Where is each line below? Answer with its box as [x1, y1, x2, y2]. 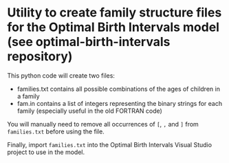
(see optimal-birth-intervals [7, 34, 171, 50]
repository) [7, 49, 73, 65]
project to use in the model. [7, 148, 85, 156]
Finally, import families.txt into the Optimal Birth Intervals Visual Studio [7, 140, 212, 149]
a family [17, 91, 40, 100]
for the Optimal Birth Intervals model [7, 19, 220, 35]
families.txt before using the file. [7, 127, 105, 135]
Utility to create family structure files [7, 5, 222, 21]
